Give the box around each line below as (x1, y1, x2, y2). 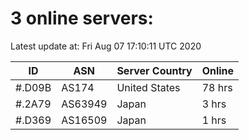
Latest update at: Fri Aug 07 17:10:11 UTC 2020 (10, 40, 202, 52)
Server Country (116, 63, 193, 77)
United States (116, 80, 181, 94)
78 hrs (201, 80, 233, 94)
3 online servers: (10, 7, 154, 30)
